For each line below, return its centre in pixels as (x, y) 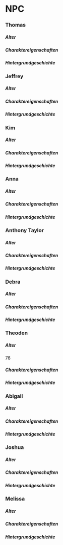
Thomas (16, 25)
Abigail (14, 396)
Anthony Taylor (25, 230)
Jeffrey (14, 76)
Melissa (15, 499)
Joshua (15, 447)
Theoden (17, 333)
